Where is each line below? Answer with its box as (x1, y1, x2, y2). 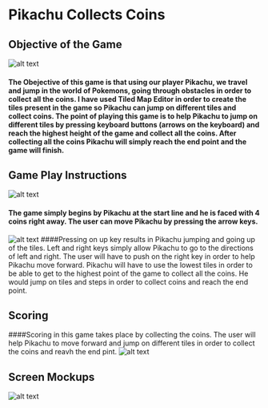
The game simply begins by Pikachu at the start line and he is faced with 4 (8, 208, 260, 217)
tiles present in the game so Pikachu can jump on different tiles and (8, 103, 237, 112)
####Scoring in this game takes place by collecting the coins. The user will (8, 330, 256, 340)
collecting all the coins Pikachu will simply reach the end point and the (8, 136, 246, 146)
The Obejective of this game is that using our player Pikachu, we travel (8, 77, 248, 87)
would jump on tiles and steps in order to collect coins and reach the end (8, 277, 249, 286)
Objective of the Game (8, 38, 122, 51)
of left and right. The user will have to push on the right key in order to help (8, 251, 255, 261)
